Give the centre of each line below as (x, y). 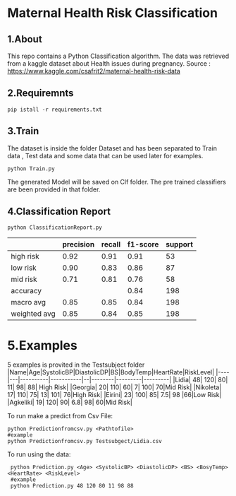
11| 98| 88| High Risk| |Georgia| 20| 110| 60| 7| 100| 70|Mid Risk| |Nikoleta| (114, 387)
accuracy (26, 291)
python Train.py (31, 169)
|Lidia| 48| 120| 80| (200, 380)
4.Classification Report (59, 212)
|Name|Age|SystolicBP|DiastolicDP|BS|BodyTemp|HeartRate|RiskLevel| (111, 372)
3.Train (23, 131)
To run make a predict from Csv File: (60, 416)
